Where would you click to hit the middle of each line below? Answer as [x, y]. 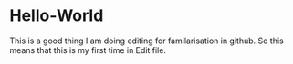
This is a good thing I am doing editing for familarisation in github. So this [147, 41]
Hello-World [57, 16]
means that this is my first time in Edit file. [88, 50]
